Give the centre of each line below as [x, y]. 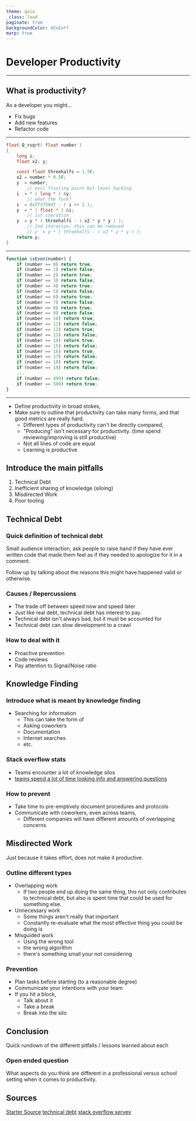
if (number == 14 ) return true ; [56, 340]
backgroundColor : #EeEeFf [37, 28]
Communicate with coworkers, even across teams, [75, 813]
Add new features [36, 122]
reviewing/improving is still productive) [70, 437]
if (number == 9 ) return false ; [56, 313]
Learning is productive [50, 450]
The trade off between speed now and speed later [75, 606]
